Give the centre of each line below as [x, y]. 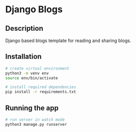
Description [24, 28]
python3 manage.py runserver [36, 124]
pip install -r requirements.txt [41, 92]
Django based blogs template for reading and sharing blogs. [68, 40]
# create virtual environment [37, 68]
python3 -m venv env [27, 73]
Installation [23, 57]
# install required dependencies [41, 87]
